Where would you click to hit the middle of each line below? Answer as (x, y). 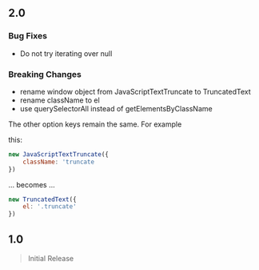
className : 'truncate (58, 162)
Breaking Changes (45, 74)
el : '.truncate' (50, 207)
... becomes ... (32, 184)
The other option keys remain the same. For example (95, 124)
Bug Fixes (28, 36)
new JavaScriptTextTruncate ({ (59, 154)
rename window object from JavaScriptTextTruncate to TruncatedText (135, 91)
